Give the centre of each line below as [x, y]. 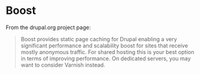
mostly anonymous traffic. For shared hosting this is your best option [107, 52]
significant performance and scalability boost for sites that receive [104, 45]
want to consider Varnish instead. [63, 65]
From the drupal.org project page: [48, 27]
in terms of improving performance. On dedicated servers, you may [106, 58]
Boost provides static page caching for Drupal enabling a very [99, 39]
